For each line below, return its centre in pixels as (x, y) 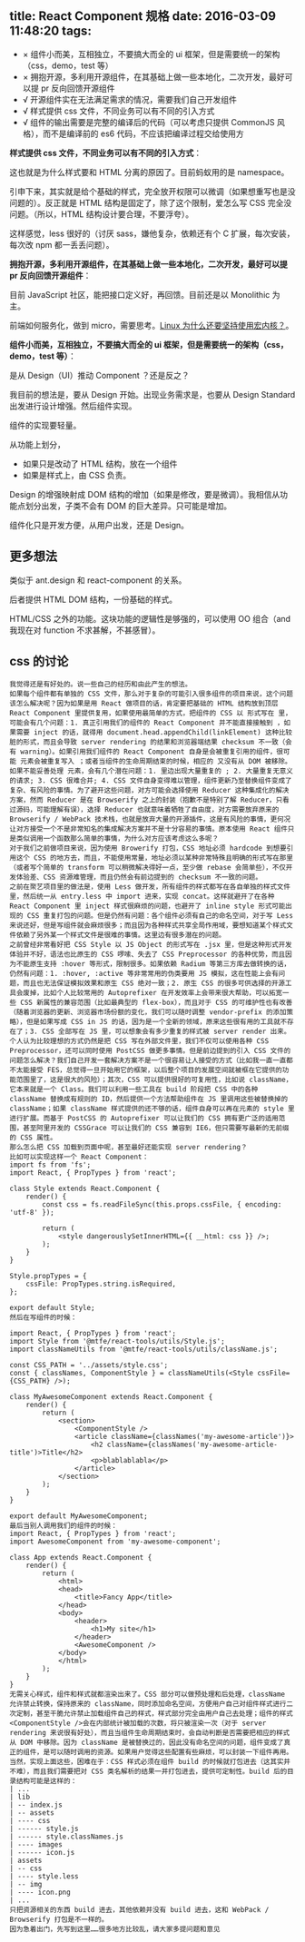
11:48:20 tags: (51, 31)
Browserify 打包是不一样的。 (59, 1920)
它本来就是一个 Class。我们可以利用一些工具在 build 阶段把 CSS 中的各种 (134, 1089)
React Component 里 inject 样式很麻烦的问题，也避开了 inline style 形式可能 (148, 906)
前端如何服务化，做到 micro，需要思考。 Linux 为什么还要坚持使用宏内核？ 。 (152, 325)
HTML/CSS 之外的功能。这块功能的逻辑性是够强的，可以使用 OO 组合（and (150, 618)
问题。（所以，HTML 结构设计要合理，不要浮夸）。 (101, 214)
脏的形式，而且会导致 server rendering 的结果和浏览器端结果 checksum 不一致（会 (151, 743)
